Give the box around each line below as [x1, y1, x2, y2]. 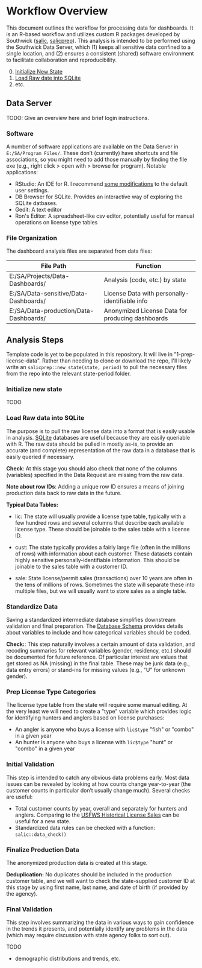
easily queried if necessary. [6, 453, 75, 460]
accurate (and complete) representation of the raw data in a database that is [6, 446, 195, 454]
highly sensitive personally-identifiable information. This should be [14, 556, 180, 563]
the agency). [6, 890, 38, 897]
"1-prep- [174, 351, 195, 358]
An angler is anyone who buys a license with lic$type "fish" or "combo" [14, 726, 194, 733]
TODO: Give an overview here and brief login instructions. [6, 114, 149, 121]
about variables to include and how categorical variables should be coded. [6, 629, 191, 636]
